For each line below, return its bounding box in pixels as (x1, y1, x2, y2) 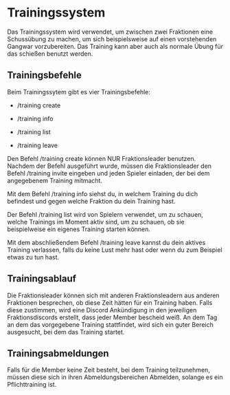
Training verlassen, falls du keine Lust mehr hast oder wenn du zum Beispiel (7, 246, 222, 254)
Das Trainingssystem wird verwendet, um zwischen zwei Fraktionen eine (7, 28, 214, 36)
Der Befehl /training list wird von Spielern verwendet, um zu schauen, (7, 210, 204, 218)
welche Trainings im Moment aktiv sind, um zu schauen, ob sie (7, 217, 185, 226)
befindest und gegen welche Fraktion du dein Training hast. (7, 197, 176, 205)
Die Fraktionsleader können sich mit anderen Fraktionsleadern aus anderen (7, 291, 220, 299)
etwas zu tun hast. (7, 253, 60, 261)
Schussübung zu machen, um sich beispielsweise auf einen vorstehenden (7, 34, 217, 43)
